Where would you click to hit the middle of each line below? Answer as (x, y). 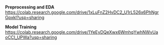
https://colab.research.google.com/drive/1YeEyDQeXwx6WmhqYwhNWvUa (82, 32)
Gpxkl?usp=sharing (25, 17)
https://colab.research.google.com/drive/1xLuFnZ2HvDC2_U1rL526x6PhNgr (82, 12)
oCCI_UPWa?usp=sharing (31, 37)
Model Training (21, 27)
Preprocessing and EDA (30, 7)
